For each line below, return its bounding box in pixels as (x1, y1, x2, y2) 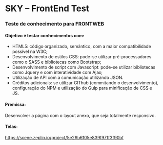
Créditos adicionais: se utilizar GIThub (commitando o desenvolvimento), (12, 80, 159, 86)
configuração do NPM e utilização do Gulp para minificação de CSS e (12, 85, 152, 91)
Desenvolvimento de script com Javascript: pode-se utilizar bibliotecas (12, 64, 156, 70)
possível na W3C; (12, 48, 48, 54)
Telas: (5, 123, 18, 130)
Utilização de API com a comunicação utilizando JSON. (12, 74, 123, 81)
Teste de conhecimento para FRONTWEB (5, 21, 104, 27)
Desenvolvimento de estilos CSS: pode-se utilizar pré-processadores (12, 54, 152, 60)
